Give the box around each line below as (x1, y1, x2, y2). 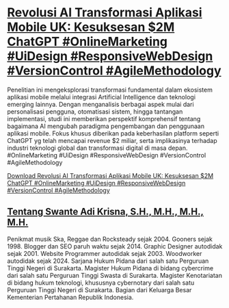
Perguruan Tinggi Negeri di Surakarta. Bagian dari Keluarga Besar (7, 285, 192, 294)
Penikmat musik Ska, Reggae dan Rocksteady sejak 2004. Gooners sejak (7, 235, 213, 243)
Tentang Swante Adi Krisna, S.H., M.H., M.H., (7, 206, 204, 218)
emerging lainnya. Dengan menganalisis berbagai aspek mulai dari (7, 100, 194, 108)
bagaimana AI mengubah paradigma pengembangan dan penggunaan (7, 122, 205, 130)
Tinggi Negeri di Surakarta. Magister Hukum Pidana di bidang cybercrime (7, 264, 214, 272)
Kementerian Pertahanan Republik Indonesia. (7, 293, 134, 301)
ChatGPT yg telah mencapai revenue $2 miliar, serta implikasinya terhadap (7, 136, 217, 144)
